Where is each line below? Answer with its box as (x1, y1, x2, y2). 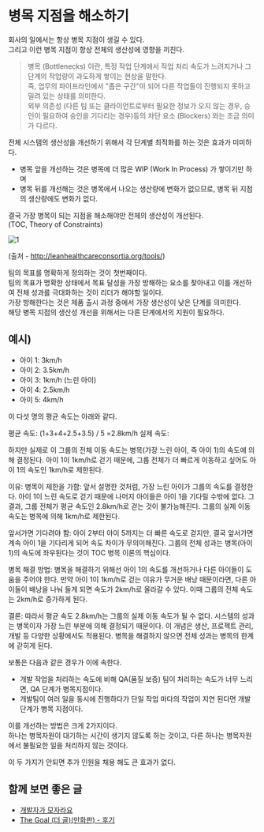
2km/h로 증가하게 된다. (16, 594, 88, 604)
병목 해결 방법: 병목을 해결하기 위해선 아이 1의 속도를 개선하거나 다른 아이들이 (8, 564, 244, 574)
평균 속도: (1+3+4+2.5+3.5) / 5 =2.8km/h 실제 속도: (8, 428, 169, 438)
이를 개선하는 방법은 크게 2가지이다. (8, 721, 118, 730)
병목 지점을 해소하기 (8, 7, 130, 25)
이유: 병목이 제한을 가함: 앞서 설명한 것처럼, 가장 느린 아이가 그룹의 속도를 (8, 481, 232, 491)
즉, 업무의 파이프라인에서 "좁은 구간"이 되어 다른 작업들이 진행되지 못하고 (27, 81, 251, 91)
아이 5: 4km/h (19, 394, 65, 404)
